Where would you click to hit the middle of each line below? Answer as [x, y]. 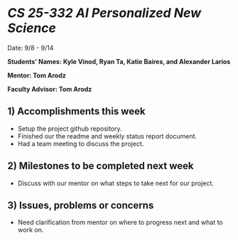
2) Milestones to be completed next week [101, 166]
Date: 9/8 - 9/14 [31, 48]
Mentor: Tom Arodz [37, 75]
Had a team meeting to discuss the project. [81, 143]
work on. [31, 230]
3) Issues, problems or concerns [81, 205]
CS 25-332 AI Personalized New [104, 13]
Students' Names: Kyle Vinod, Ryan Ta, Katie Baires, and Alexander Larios [119, 61]
